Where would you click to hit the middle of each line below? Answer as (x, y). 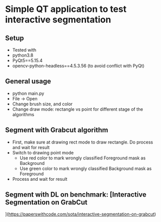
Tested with (24, 50)
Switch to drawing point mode (43, 152)
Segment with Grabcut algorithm (57, 130)
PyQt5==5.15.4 (27, 60)
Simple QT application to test (66, 9)
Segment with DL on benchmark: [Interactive (76, 195)
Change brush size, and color (42, 104)
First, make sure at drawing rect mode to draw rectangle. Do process (83, 142)
